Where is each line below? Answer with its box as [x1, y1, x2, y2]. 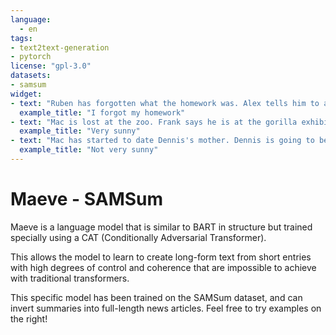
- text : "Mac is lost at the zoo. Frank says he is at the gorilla [10, 117, 298, 127]
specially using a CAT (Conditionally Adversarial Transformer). [10, 231, 267, 243]
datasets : [10, 71, 52, 81]
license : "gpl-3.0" [10, 61, 92, 71]
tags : [10, 33, 33, 43]
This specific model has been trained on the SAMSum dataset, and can [10, 291, 303, 303]
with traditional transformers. [10, 272, 130, 284]
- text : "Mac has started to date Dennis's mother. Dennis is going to [10, 136, 315, 146]
